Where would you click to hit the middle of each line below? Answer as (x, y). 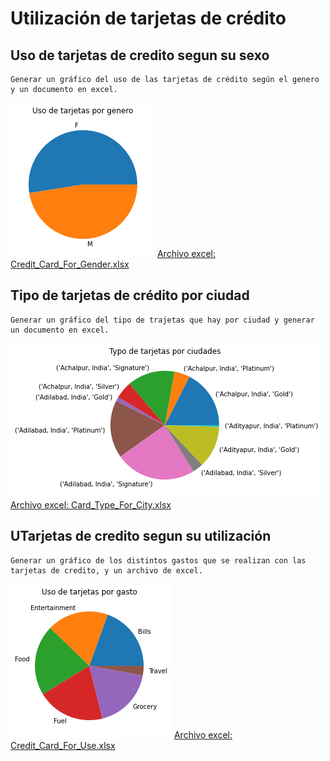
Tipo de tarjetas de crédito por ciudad (130, 295)
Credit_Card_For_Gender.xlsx (70, 264)
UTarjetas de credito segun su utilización (141, 536)
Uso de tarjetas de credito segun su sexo (140, 55)
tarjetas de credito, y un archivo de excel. (106, 570)
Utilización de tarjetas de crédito (148, 18)
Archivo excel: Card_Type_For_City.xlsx (91, 504)
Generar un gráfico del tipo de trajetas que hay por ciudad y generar (162, 320)
